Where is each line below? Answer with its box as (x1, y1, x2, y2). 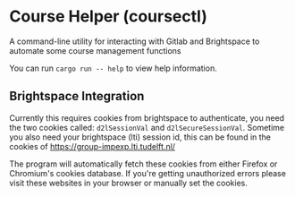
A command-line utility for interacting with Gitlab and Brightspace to (9, 36, 260, 47)
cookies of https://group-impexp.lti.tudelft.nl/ (9, 141, 176, 151)
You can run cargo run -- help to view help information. (9, 63, 217, 73)
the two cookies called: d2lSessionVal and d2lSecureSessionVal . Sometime (9, 122, 284, 133)
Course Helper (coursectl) (9, 6, 207, 27)
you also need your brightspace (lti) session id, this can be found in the (9, 132, 271, 142)
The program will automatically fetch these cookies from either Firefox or (9, 158, 278, 169)
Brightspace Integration (9, 89, 145, 104)
